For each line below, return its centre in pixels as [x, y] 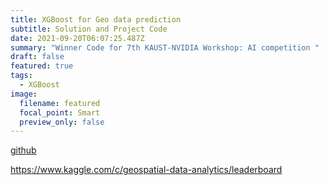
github [23, 150]
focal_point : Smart [60, 112]
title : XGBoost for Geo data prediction [96, 19]
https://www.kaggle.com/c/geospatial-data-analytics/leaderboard [146, 170]
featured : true [42, 66]
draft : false [37, 57]
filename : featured [60, 103]
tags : [21, 76]
